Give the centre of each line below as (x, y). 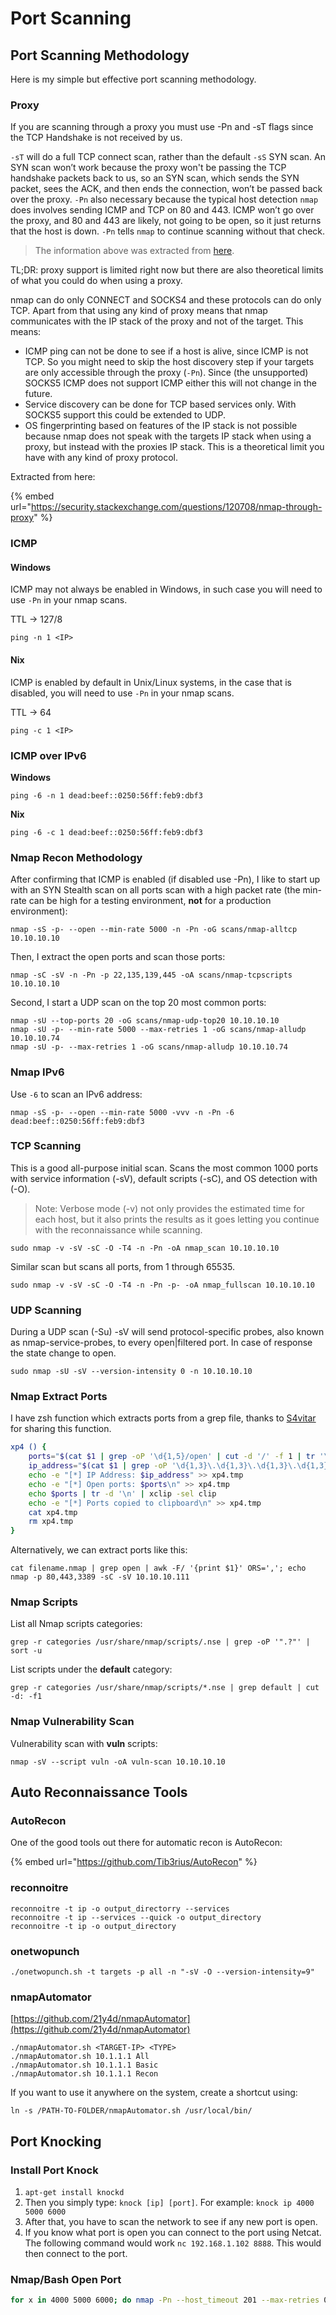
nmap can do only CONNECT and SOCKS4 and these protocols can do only (166, 300)
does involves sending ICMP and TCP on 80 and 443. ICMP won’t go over (162, 210)
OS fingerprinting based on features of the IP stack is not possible (161, 426)
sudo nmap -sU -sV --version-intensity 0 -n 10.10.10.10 (131, 1372)
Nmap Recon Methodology (76, 857)
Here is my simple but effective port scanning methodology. (133, 79)
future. (38, 394)
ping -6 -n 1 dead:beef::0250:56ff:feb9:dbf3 (106, 795)
